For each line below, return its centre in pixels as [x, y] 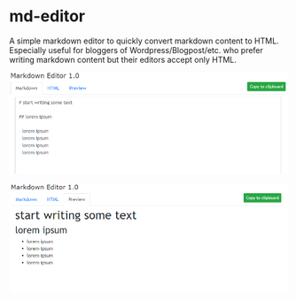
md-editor [47, 16]
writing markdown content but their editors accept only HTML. [123, 59]
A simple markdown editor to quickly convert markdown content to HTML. [144, 41]
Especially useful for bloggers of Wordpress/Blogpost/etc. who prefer [136, 50]
